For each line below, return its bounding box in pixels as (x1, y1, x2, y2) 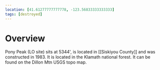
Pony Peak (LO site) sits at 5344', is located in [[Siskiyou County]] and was (5, 49, 156, 55)
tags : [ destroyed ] (5, 12, 42, 17)
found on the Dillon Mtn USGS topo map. (5, 59, 87, 65)
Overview (5, 33, 45, 44)
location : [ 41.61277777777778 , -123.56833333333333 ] (5, 7, 115, 12)
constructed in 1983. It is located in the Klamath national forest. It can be (5, 54, 151, 60)
